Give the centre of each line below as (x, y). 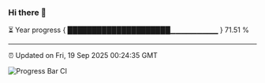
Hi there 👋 (28, 13)
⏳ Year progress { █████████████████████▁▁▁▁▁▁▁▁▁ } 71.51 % (129, 30)
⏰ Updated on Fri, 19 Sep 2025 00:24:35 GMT (83, 56)
